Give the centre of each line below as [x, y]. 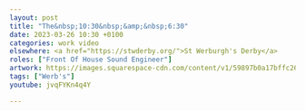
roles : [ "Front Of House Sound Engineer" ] [91, 60]
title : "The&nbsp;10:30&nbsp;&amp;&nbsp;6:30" [99, 26]
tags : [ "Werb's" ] [42, 77]
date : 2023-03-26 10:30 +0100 [67, 34]
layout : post [34, 18]
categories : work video [54, 43]
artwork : [26, 69]
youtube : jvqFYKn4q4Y [50, 85]
